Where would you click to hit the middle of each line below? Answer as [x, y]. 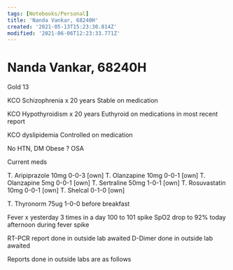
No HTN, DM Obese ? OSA [45, 149]
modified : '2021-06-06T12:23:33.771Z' [64, 33]
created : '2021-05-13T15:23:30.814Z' [62, 27]
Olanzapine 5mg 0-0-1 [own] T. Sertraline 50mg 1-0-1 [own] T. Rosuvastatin [116, 183]
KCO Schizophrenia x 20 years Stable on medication [83, 100]
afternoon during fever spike [48, 225]
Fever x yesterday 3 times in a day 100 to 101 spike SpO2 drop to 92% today [116, 218]
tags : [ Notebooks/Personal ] [48, 14]
